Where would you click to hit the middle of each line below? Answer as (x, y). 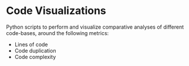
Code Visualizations (56, 11)
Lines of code (31, 44)
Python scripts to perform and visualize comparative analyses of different (95, 27)
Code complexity (35, 57)
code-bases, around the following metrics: (58, 33)
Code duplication (35, 50)
